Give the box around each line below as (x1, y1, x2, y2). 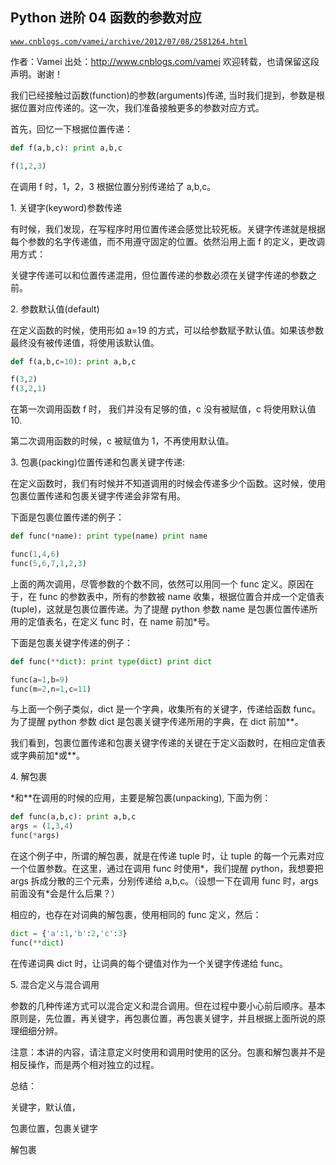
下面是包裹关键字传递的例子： (10, 636, 133, 648)
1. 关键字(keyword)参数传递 (10, 201, 123, 213)
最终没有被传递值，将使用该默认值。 (10, 336, 160, 348)
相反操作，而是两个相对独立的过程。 (10, 1058, 160, 1070)
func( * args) (10, 831, 60, 841)
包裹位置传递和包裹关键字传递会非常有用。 (10, 490, 186, 502)
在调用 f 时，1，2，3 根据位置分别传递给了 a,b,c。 (10, 180, 217, 192)
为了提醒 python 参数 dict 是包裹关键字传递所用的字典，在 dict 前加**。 (10, 716, 304, 728)
